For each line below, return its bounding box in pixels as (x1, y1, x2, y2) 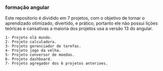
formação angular (5, 4, 50, 11)
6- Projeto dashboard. (5, 57, 52, 62)
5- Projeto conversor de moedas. (5, 52, 75, 58)
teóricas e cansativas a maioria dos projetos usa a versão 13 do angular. (5, 26, 153, 32)
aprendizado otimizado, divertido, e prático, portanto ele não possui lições (5, 20, 158, 26)
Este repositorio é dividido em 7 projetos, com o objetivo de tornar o (5, 15, 145, 21)
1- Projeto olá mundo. (5, 35, 52, 40)
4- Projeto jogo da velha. (5, 48, 61, 53)
